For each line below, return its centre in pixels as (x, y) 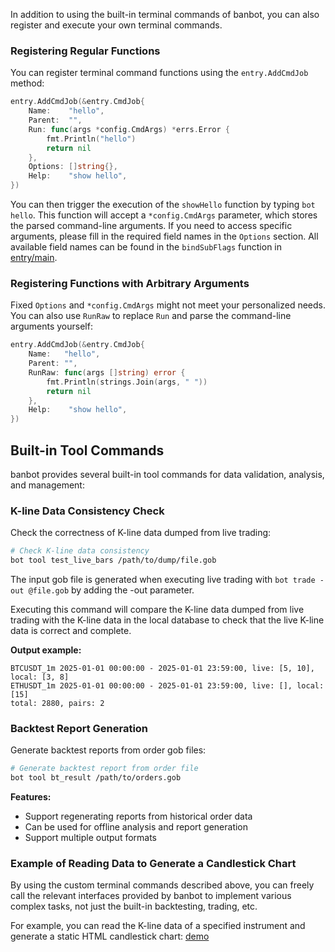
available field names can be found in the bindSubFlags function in (146, 247)
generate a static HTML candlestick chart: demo (110, 936)
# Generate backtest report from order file (104, 769)
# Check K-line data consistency (80, 551)
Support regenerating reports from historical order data (138, 816)
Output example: (46, 650)
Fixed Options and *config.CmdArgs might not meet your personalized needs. (168, 305)
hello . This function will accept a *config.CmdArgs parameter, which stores (164, 215)
